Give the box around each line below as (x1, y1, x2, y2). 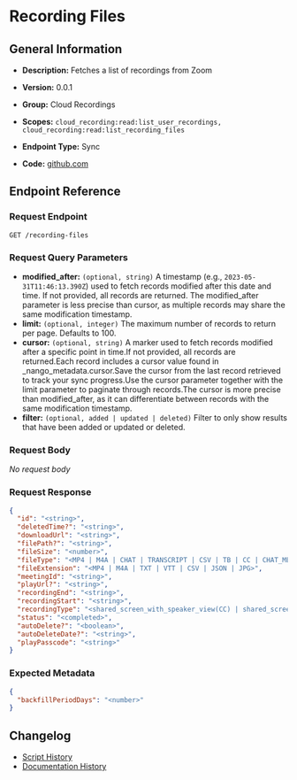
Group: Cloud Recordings (21, 99, 116, 110)
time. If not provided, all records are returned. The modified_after (21, 290, 259, 300)
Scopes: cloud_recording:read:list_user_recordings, (21, 117, 223, 127)
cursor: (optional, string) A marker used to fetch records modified (21, 336, 274, 347)
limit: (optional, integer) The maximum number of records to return (21, 318, 277, 328)
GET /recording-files (9, 230, 89, 240)
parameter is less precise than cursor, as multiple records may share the (21, 299, 286, 310)
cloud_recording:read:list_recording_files (21, 126, 186, 135)
